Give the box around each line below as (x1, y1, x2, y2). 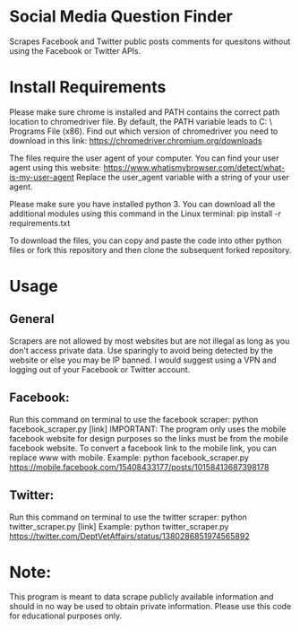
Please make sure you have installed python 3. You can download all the (9, 198, 276, 209)
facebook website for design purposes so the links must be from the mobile (9, 433, 288, 443)
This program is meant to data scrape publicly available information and (9, 591, 274, 602)
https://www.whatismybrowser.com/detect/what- (103, 162, 286, 172)
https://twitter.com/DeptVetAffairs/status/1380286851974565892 (9, 530, 250, 541)
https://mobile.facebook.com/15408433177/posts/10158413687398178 (9, 461, 270, 472)
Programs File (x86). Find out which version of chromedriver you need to (9, 126, 279, 136)
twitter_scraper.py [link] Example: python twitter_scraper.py (9, 521, 229, 531)
